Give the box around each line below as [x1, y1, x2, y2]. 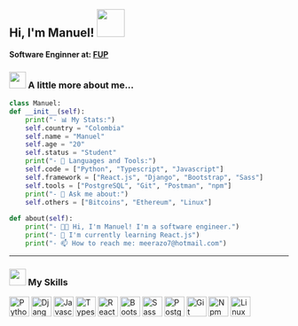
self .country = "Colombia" [25, 123, 125, 133]
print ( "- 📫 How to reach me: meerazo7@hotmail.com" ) [25, 238, 228, 248]
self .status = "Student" [25, 148, 117, 158]
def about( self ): [9, 214, 74, 223]
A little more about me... [27, 79, 135, 91]
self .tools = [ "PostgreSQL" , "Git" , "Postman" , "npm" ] [25, 181, 232, 190]
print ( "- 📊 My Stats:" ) [25, 115, 115, 124]
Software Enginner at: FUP [9, 49, 109, 59]
